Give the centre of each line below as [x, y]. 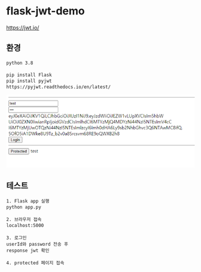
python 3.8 [20, 63]
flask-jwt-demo [45, 11]
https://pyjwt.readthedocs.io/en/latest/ [59, 87]
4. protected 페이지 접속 [35, 263]
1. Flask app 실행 [28, 201]
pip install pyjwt [29, 81]
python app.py [24, 207]
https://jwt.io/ [23, 28]
